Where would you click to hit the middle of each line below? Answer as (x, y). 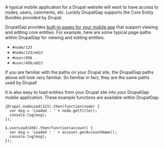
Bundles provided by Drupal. (34, 17)
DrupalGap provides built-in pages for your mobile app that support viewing (82, 27)
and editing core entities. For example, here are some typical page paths (78, 32)
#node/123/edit (28, 53)
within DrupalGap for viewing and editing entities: (55, 37)
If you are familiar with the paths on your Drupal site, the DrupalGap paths (79, 72)
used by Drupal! (21, 83)
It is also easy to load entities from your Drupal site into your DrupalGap (77, 92)
